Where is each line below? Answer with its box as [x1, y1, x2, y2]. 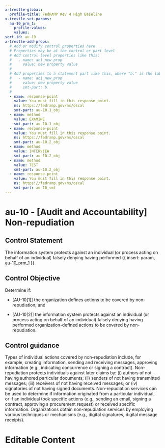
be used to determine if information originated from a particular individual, [5, 391, 155, 397]
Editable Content [5, 434, 75, 445]
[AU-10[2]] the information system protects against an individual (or [12, 311, 149, 317]
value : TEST [14, 163, 38, 168]
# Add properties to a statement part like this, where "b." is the [9, 71, 153, 76]
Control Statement [5, 236, 63, 245]
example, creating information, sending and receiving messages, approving [5, 360, 158, 365]
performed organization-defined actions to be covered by [12, 322, 129, 328]
